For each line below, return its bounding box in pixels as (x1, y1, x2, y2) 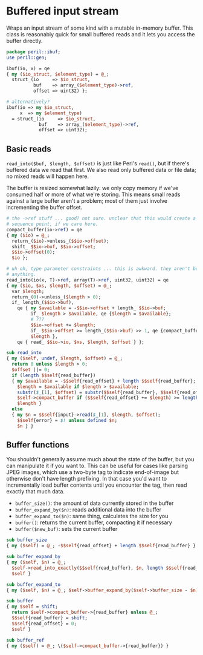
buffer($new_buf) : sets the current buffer (14, 525, 118, 533)
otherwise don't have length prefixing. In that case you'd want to (6, 475, 167, 482)
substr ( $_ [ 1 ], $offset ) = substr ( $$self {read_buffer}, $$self (17, 389, 177, 395)
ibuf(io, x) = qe (6, 65, 50, 71)
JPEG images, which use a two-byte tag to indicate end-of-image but (6, 469, 179, 476)
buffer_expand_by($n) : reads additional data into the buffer (14, 506, 162, 513)
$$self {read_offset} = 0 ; (11, 620, 77, 627)
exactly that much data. (6, 488, 65, 495)
